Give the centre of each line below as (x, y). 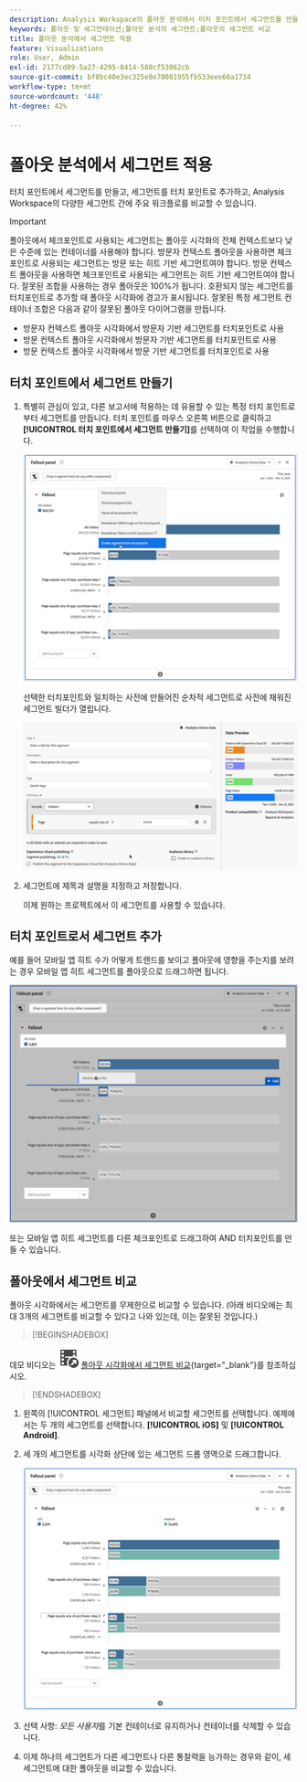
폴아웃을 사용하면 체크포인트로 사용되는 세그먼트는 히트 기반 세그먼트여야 (148, 275)
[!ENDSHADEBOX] (66, 1395)
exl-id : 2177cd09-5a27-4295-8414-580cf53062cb (100, 68)
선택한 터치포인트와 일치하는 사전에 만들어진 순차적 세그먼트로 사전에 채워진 (157, 697)
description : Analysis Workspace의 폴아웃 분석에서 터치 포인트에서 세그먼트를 (146, 19)
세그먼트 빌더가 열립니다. (67, 709)
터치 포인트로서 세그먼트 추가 (86, 937)
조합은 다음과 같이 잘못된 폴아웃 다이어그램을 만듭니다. (130, 309)
